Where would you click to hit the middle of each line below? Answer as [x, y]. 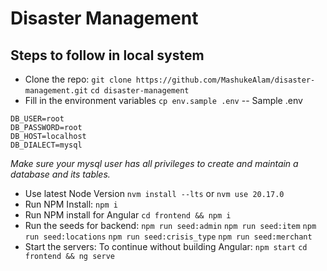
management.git [56, 91]
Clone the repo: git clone [78, 79]
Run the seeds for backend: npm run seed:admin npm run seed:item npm [170, 225]
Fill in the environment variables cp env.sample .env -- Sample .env [163, 100]
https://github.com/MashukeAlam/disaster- [225, 80]
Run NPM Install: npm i [71, 204]
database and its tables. [60, 174]
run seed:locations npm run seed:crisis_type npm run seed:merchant [168, 237]
